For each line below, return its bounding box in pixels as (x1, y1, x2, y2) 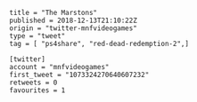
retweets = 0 (9, 78, 58, 87)
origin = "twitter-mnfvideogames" (9, 24, 138, 33)
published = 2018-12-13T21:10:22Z (9, 16, 138, 25)
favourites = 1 (9, 86, 66, 95)
